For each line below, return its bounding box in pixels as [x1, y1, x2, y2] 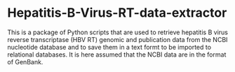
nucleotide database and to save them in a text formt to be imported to [7, 43, 212, 51]
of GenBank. [7, 57, 43, 66]
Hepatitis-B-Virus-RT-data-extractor [7, 5, 227, 21]
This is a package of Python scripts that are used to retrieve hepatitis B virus [7, 28, 228, 36]
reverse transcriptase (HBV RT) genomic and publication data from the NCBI [7, 35, 228, 43]
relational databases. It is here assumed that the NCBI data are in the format [7, 50, 227, 59]
